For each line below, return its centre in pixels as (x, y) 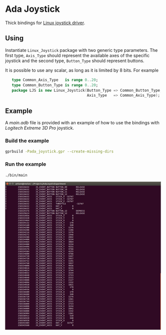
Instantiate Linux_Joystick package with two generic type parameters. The (82, 50)
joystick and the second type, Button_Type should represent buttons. (75, 61)
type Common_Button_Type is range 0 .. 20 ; (55, 85)
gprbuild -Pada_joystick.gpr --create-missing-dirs (59, 151)
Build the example (27, 141)
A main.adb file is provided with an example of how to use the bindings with (82, 123)
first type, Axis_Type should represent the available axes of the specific (77, 55)
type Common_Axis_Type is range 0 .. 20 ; (55, 80)
